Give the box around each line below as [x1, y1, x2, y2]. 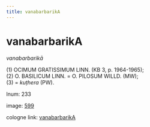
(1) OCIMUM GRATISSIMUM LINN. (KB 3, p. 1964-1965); [6, 66, 144, 73]
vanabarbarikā [6, 55, 43, 62]
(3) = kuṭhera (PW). [6, 78, 55, 86]
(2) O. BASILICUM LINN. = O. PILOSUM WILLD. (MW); [6, 72, 139, 80]
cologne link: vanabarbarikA [6, 113, 76, 120]
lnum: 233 [6, 90, 32, 98]
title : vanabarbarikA [6, 8, 61, 15]
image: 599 [6, 102, 34, 109]
